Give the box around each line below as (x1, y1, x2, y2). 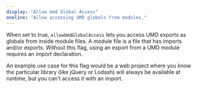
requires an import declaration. (6, 50, 83, 57)
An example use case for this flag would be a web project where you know (6, 61, 192, 69)
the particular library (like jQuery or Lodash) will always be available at (6, 68, 181, 75)
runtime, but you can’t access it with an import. (6, 75, 124, 82)
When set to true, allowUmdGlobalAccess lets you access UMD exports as (6, 31, 187, 38)
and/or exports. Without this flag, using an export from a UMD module (6, 43, 180, 51)
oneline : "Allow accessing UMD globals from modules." (6, 14, 147, 20)
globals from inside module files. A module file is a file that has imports (6, 37, 182, 45)
